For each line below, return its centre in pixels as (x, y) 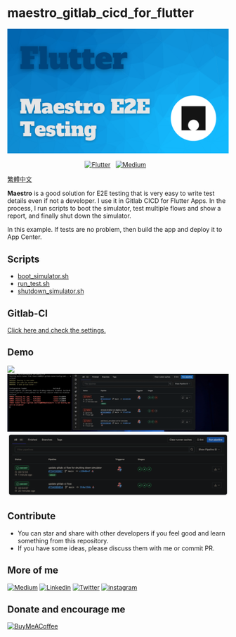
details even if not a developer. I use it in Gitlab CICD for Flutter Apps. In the (117, 201)
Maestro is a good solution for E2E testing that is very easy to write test (111, 193)
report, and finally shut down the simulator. (69, 216)
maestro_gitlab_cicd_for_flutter (101, 13)
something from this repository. (63, 540)
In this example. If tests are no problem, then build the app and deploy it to (115, 230)
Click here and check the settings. (57, 330)
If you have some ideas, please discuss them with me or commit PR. (116, 548)
